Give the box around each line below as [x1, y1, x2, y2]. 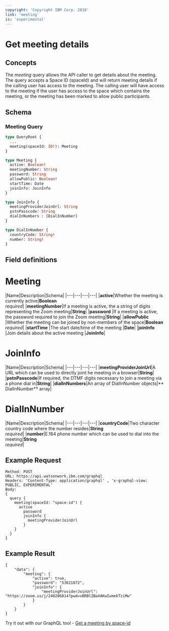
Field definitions [5, 255, 58, 264]
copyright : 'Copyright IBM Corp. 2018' [5, 7, 89, 13]
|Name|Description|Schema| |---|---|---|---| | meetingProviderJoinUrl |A [5, 364, 156, 370]
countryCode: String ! [10, 232, 55, 237]
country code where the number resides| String [5, 425, 103, 431]
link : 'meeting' [5, 12, 39, 17]
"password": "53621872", [32, 581, 85, 586]
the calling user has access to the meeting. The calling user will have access [5, 83, 164, 89]
